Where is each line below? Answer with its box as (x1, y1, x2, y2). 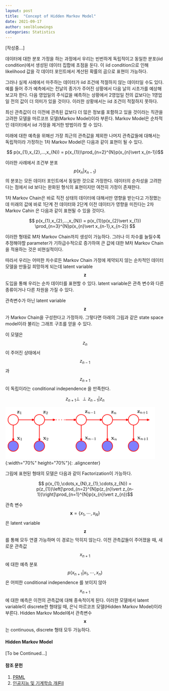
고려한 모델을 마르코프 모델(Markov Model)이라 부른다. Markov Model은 (5, 115, 149, 122)
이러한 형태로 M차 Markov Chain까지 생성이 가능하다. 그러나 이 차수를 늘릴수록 (5, 233, 161, 239)
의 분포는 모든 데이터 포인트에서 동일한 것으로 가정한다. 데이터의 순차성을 (5, 177, 148, 184)
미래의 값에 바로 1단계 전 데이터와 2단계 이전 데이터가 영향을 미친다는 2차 (10, 201, 154, 207)
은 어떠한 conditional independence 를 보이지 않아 (5, 579, 107, 585)
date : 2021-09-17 (5, 19, 42, 24)
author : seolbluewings (5, 24, 53, 29)
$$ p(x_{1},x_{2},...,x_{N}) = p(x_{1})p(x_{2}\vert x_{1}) (28, 218, 142, 224)
